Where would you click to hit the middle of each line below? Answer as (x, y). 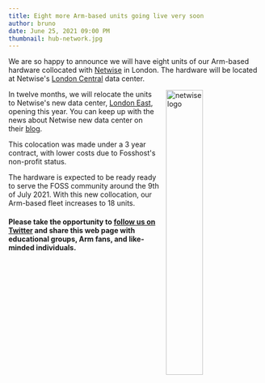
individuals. (56, 247)
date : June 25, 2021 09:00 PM (59, 31)
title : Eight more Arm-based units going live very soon (106, 16)
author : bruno (32, 23)
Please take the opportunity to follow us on (82, 221)
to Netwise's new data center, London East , (81, 103)
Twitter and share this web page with (72, 230)
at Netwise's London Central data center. (77, 79)
